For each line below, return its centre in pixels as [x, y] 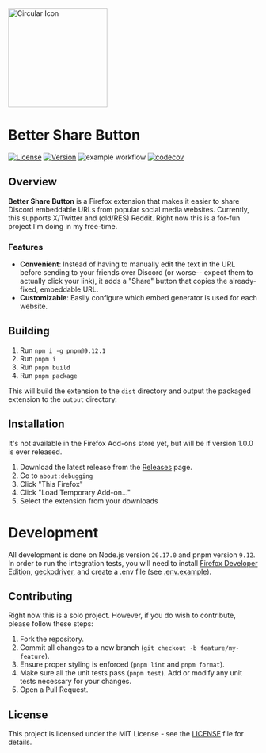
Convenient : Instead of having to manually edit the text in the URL [127, 264]
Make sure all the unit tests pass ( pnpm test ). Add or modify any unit [131, 673]
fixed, [29, 289]
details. [20, 742]
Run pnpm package [48, 375]
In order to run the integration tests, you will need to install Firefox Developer [133, 563]
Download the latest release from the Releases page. [106, 467]
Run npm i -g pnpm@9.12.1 [63, 350]
